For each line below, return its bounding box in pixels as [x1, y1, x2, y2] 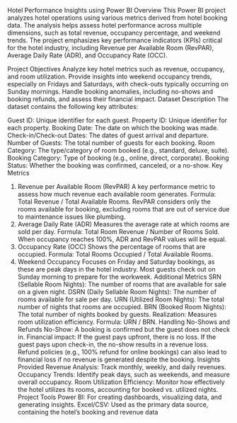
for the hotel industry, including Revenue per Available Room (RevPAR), [7, 44, 214, 52]
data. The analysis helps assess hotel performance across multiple [7, 21, 202, 29]
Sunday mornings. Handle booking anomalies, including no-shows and [7, 88, 214, 95]
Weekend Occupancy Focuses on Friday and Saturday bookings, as [17, 257, 215, 266]
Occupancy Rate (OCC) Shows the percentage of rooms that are [17, 243, 206, 250]
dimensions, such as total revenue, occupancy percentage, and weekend [7, 28, 221, 37]
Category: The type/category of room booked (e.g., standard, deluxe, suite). [7, 146, 230, 154]
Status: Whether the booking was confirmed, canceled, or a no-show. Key [7, 161, 223, 169]
